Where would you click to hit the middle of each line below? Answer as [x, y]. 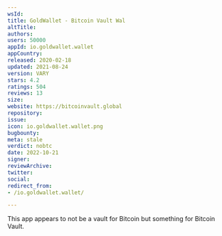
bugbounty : [23, 133]
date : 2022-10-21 [33, 153]
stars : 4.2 [23, 80]
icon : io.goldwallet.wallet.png [55, 126]
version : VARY [28, 73]
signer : [19, 160]
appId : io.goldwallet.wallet [51, 47]
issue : [17, 119]
